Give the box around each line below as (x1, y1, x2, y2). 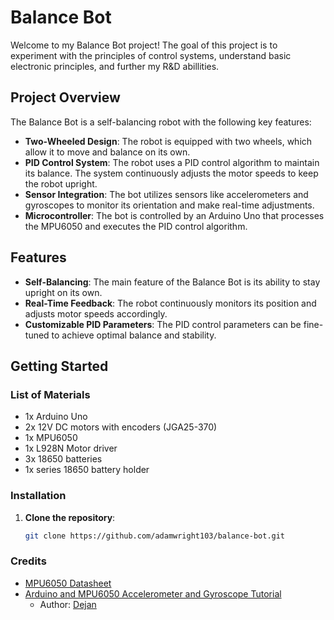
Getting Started (10, 357, 109, 375)
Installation (10, 489, 67, 503)
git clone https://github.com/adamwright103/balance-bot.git (24, 531, 286, 541)
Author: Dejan (39, 598, 97, 610)
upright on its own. (24, 286, 103, 298)
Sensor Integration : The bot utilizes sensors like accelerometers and (24, 188, 309, 200)
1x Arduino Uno (24, 411, 88, 423)
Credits (10, 554, 47, 568)
